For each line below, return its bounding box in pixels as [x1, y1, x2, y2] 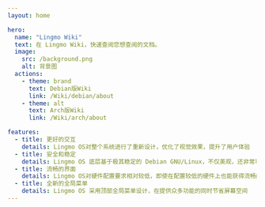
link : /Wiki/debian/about [28, 92, 114, 100]
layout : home [7, 11, 51, 20]
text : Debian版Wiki [28, 85, 92, 92]
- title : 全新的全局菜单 [14, 179, 89, 188]
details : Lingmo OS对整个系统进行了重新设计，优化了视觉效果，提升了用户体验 [21, 143, 251, 151]
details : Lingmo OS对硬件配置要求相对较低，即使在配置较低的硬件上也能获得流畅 [21, 172, 256, 180]
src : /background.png [21, 55, 93, 63]
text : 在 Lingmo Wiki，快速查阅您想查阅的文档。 [14, 40, 161, 48]
